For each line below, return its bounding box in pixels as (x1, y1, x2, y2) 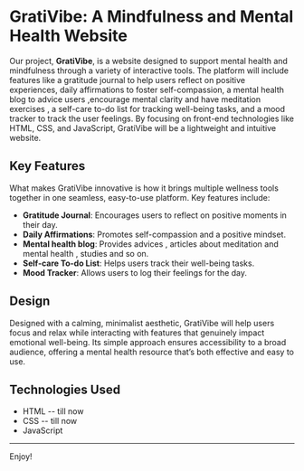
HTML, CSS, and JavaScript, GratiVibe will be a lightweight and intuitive (9, 122, 277, 133)
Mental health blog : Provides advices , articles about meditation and (22, 238, 279, 250)
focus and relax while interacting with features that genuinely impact (9, 327, 265, 338)
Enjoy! (9, 451, 33, 462)
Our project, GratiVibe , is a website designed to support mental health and (9, 55, 288, 66)
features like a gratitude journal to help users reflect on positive (9, 74, 246, 85)
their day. (22, 219, 58, 230)
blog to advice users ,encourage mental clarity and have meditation (9, 93, 261, 105)
